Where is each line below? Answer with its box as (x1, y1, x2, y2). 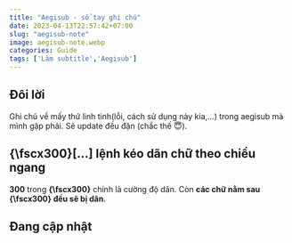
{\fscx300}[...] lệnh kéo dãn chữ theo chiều (9, 146, 256, 161)
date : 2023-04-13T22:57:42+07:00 (9, 21, 134, 30)
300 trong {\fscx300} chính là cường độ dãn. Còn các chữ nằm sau (9, 183, 261, 194)
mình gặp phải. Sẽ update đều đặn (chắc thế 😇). (9, 120, 188, 131)
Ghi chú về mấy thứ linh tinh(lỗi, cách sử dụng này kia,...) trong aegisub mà (9, 110, 284, 121)
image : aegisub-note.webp (9, 37, 105, 47)
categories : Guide (9, 46, 77, 55)
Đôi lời (9, 87, 45, 102)
